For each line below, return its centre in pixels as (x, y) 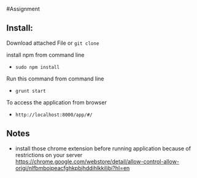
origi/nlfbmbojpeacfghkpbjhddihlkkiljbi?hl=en (72, 168)
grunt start (30, 91)
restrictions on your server (49, 155)
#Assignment (23, 9)
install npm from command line (45, 55)
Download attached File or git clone (53, 43)
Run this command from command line (55, 79)
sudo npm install (37, 67)
